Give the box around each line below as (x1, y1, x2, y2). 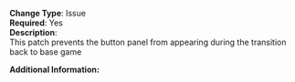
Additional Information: (9, 64, 100, 75)
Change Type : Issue (9, 8, 87, 18)
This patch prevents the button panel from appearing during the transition (9, 36, 287, 47)
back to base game (9, 46, 82, 57)
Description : (9, 27, 58, 37)
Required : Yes (9, 17, 64, 28)
